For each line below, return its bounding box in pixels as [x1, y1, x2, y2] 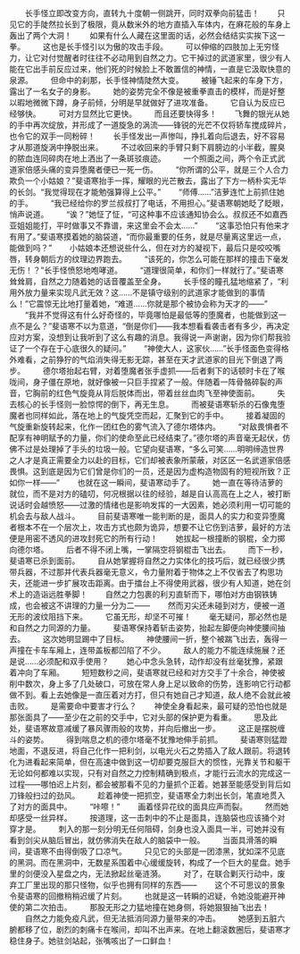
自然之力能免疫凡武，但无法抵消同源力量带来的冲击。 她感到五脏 [24, 913, 278, 924]
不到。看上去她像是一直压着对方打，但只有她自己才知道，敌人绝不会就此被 [16, 689, 291, 700]
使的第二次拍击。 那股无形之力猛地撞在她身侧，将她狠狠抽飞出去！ [9, 902, 270, 912]
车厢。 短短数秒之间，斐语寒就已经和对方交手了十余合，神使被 [39, 667, 286, 678]
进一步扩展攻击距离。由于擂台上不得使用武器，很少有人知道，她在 [39, 578, 283, 588]
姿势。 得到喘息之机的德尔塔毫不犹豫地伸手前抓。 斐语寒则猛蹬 [24, 734, 287, 745]
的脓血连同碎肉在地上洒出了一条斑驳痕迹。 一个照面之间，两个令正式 [9, 153, 278, 164]
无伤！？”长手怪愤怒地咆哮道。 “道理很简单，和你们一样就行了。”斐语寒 [9, 265, 284, 275]
